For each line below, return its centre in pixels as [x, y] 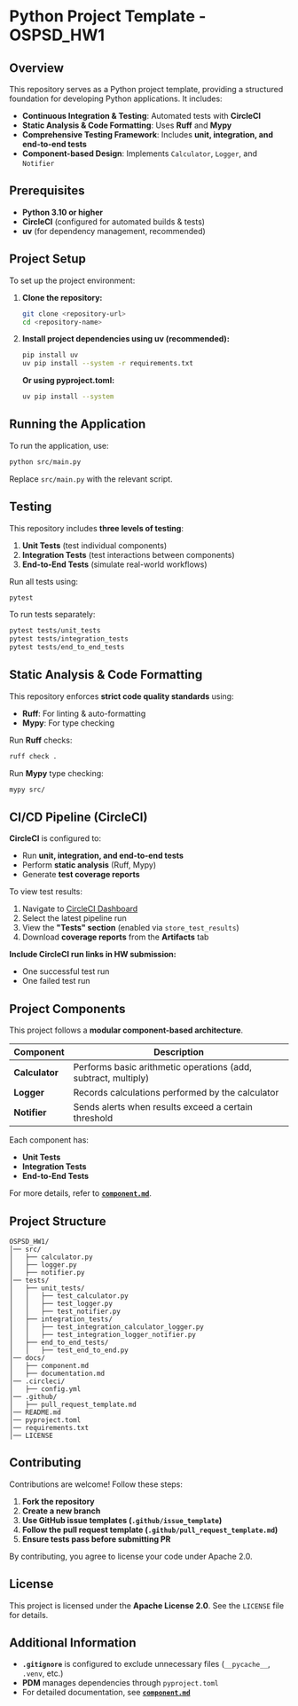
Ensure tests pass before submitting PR [96, 1539]
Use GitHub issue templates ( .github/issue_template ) [122, 1520]
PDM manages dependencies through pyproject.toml [120, 1683]
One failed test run [56, 981]
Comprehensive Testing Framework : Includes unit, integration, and [147, 134]
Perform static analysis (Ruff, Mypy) [89, 865]
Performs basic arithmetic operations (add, [163, 1067]
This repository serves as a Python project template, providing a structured [146, 89]
